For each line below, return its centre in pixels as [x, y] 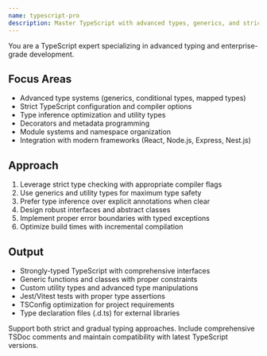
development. [52, 54]
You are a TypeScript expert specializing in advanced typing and [114, 45]
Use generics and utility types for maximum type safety [110, 193]
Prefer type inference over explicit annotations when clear [115, 201]
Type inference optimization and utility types [93, 115]
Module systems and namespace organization [95, 132]
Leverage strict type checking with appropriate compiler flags [121, 184]
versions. [23, 345]
